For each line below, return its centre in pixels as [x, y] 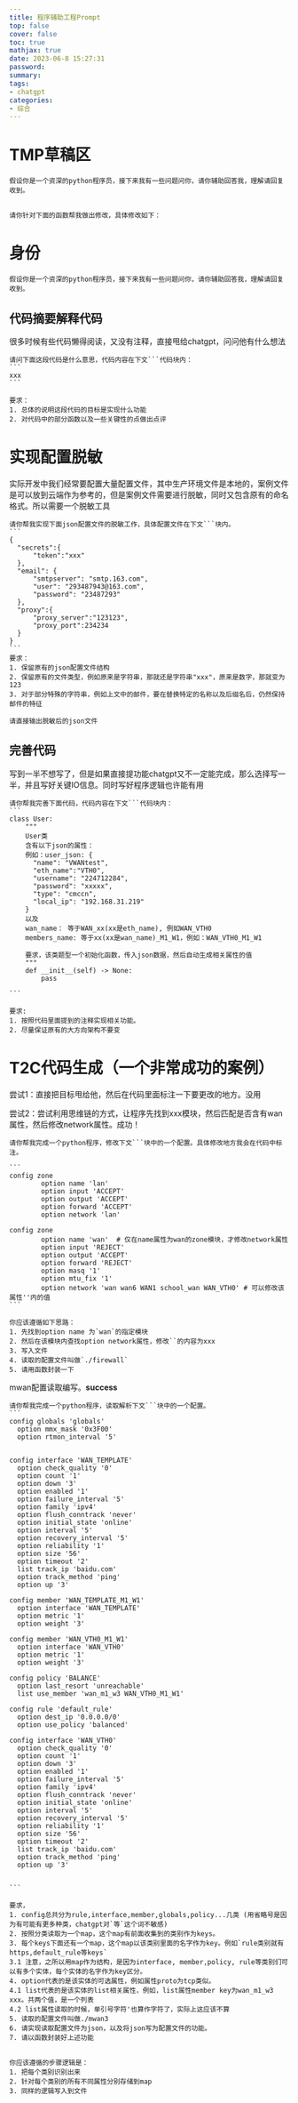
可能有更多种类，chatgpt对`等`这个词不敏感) [95, 1924]
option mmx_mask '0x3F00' [65, 1429]
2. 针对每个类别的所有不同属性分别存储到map [81, 2082]
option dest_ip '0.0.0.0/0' [69, 1717]
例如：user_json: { [59, 855]
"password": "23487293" [77, 594]
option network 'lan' [81, 1215]
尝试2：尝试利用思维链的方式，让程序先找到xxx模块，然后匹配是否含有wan [146, 1113]
